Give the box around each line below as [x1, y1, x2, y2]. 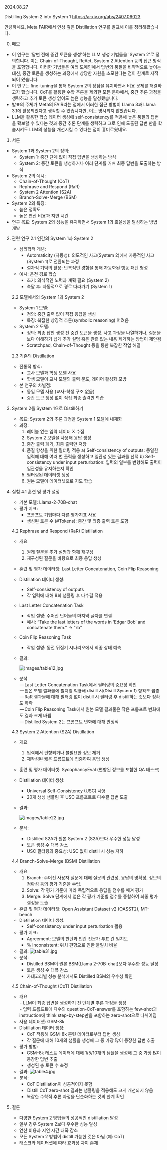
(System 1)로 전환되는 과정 [26, 259, 79, 264]
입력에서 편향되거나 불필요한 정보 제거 [26, 750, 101, 755]
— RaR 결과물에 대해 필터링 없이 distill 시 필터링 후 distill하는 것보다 [19, 694, 151, 700]
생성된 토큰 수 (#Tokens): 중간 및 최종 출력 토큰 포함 [26, 518, 129, 524]
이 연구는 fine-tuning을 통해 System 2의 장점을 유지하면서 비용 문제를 [11, 83, 149, 89]
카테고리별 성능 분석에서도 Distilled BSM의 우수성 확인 [26, 973, 133, 979]
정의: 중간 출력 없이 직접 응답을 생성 [26, 311, 96, 317]
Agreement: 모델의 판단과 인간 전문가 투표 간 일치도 [26, 936, 128, 942]
